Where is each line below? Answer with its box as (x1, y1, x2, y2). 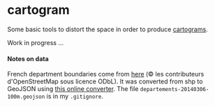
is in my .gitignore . (46, 92, 103, 101)
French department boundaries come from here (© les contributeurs (7, 70, 205, 79)
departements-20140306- (140, 86, 209, 93)
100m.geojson (7, 93, 45, 101)
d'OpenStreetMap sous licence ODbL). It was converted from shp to (7, 77, 203, 85)
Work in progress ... (7, 38, 64, 47)
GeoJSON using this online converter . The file (7, 85, 139, 93)
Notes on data (7, 54, 49, 63)
